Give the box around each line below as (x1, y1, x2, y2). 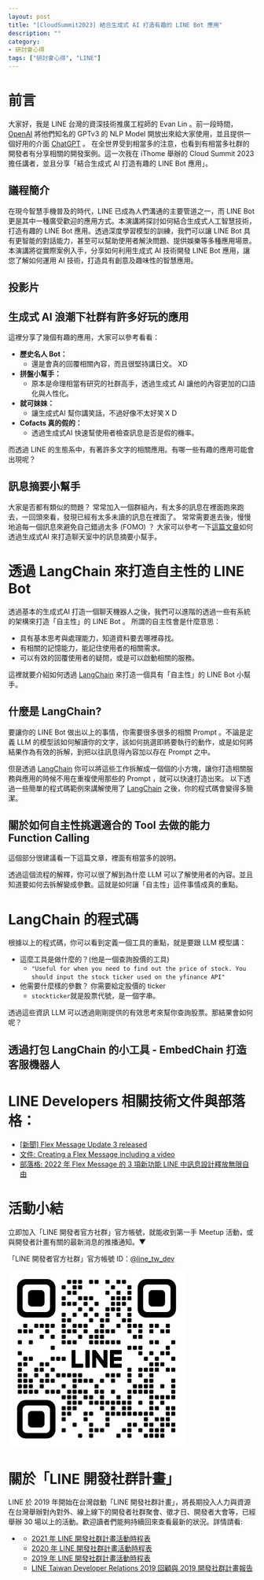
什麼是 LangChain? (8, 705, 102, 719)
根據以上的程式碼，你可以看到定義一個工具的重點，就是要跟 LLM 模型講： (8, 938, 247, 947)
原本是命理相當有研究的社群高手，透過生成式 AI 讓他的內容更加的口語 (31, 378, 255, 388)
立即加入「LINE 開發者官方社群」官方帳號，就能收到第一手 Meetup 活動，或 (8, 1227, 254, 1236)
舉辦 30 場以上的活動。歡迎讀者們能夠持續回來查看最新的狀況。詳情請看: (8, 1517, 244, 1526)
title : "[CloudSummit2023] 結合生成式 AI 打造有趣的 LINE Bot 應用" (8, 20, 223, 29)
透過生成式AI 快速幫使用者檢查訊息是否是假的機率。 (31, 428, 199, 437)
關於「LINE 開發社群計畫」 (8, 1470, 180, 1488)
